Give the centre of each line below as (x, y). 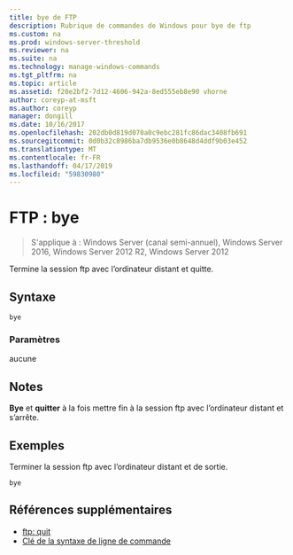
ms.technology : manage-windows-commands (85, 67)
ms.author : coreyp (43, 108)
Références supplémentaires (91, 510)
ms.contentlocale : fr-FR (55, 157)
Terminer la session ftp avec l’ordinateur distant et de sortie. (119, 466)
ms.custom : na (35, 34)
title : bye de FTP (43, 17)
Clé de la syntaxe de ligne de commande (96, 541)
